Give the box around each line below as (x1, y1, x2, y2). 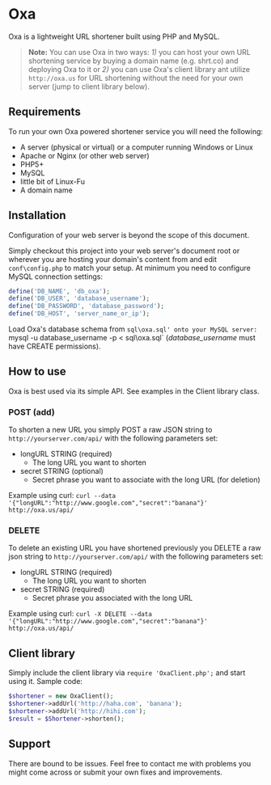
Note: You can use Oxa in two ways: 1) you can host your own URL (28, 47, 251, 57)
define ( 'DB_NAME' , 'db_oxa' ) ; (8, 287, 111, 295)
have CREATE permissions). (8, 341, 101, 352)
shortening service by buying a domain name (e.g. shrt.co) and (28, 56, 239, 65)
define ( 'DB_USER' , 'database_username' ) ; (8, 294, 150, 303)
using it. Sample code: (8, 677, 83, 686)
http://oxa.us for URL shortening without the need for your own (28, 73, 243, 82)
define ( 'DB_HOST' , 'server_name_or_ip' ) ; (8, 310, 150, 318)
